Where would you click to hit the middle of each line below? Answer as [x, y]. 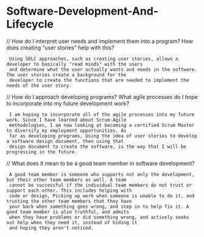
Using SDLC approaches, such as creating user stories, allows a [93, 59]
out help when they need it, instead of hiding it [72, 222]
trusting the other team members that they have [69, 201]
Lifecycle [30, 24]
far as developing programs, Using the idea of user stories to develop [103, 136]
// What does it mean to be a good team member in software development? [100, 163]
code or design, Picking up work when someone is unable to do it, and [102, 196]
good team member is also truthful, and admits [68, 212]
